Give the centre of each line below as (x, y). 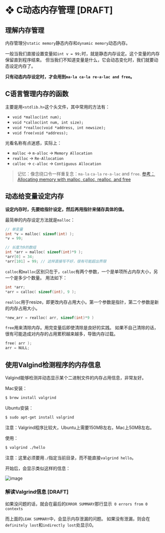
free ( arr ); (19, 343)
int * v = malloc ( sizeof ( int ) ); (40, 234)
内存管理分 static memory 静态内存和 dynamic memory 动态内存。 (68, 43)
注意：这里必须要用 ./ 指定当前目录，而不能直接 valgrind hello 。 (71, 458)
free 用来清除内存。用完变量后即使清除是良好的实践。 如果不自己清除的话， (82, 328)
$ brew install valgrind (31, 398)
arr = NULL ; (17, 348)
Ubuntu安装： (19, 408)
